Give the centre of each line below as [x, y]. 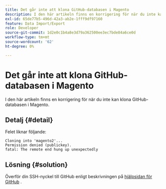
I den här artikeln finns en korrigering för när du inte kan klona [68, 99]
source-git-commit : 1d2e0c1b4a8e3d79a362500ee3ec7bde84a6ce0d [70, 33]
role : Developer [22, 28]
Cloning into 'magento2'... [34, 141]
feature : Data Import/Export [35, 23]
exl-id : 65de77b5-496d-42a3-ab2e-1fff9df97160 [54, 19]
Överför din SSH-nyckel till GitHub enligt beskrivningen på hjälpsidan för [79, 177]
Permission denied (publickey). [38, 145]
